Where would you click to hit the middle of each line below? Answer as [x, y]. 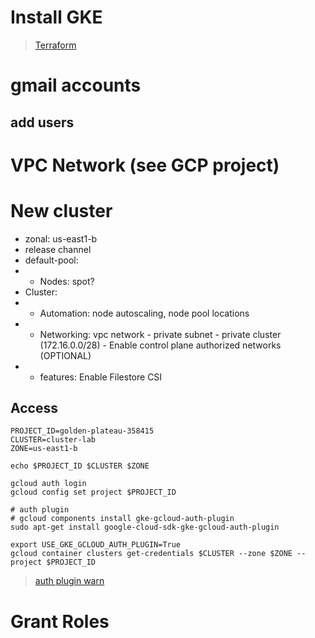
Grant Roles [60, 621]
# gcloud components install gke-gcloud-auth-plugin [122, 519]
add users [42, 122]
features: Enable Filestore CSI [101, 377]
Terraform [55, 45]
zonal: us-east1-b [61, 238]
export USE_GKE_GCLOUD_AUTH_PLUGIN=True [96, 545]
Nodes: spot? [67, 281]
